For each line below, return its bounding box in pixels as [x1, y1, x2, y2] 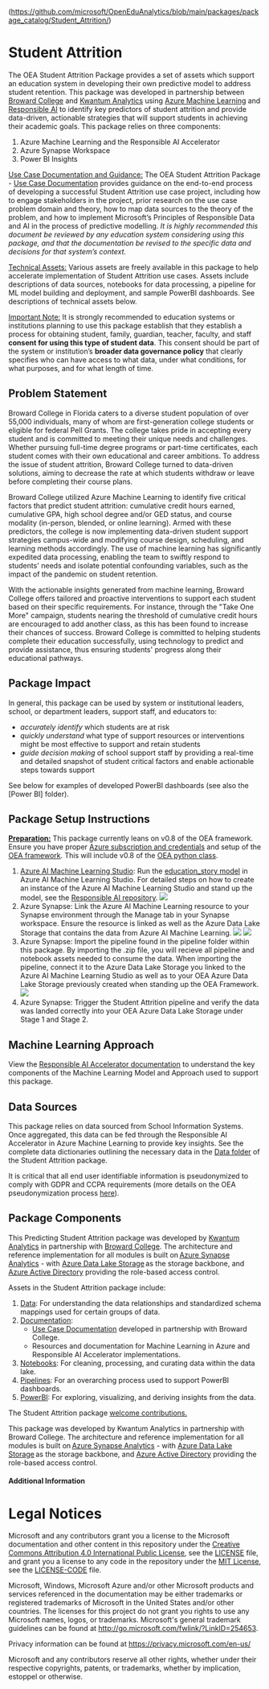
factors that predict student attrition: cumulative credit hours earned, [8, 501, 235, 510]
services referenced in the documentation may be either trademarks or [8, 1589, 243, 1599]
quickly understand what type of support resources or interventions [19, 730, 245, 740]
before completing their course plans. [8, 477, 133, 486]
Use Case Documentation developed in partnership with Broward [31, 1324, 247, 1333]
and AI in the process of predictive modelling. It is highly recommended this [8, 221, 259, 230]
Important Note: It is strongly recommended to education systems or [8, 312, 235, 321]
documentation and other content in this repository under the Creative [8, 1539, 241, 1549]
